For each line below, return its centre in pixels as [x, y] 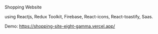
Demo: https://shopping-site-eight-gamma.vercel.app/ [60, 26]
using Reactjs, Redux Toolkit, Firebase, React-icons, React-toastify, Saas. [79, 17]
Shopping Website [23, 7]
